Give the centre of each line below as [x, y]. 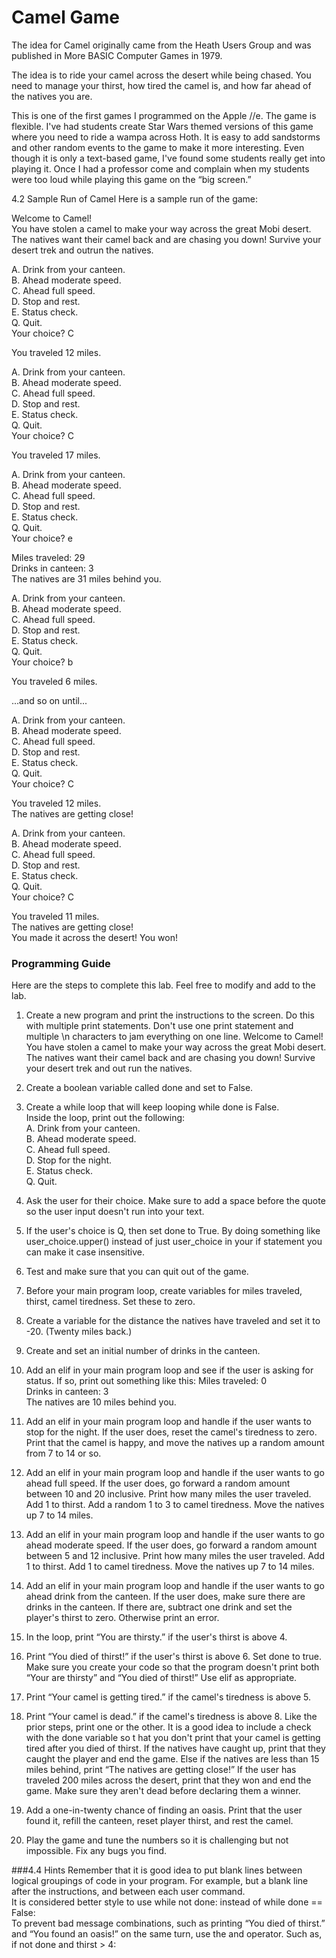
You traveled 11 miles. [55, 916]
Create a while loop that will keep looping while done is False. [152, 1107]
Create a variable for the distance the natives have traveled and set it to [173, 1321]
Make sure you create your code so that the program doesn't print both [172, 1667]
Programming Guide [61, 963]
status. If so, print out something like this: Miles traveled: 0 [146, 1381]
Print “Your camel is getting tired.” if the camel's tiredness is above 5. [168, 1697]
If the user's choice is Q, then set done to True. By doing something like [173, 1231]
